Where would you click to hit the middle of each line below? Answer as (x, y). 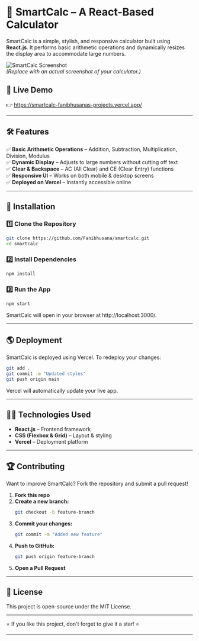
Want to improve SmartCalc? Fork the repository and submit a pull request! (97, 484)
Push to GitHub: (35, 546)
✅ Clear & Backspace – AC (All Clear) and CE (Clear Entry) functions (90, 169)
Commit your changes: (44, 524)
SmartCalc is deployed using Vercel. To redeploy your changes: (84, 357)
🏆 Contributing (36, 467)
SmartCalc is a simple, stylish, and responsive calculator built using (88, 41)
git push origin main (33, 379)
